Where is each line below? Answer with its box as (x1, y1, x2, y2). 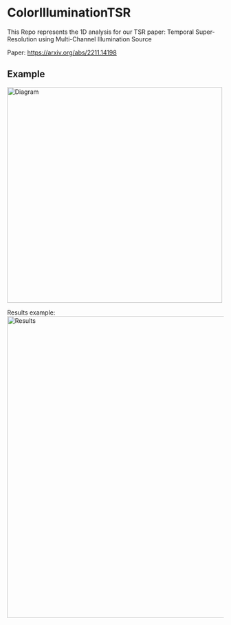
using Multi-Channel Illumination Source (38, 34, 153, 43)
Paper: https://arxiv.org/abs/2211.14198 (7, 48, 117, 57)
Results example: (7, 308, 56, 317)
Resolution (7, 34, 38, 43)
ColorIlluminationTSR (7, 5, 131, 21)
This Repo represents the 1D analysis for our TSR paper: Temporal (7, 28, 195, 36)
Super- (195, 28, 215, 36)
